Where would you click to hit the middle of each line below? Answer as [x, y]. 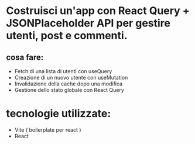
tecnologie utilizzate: [59, 114]
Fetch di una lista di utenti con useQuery [63, 71]
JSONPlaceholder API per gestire [88, 23]
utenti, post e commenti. [67, 36]
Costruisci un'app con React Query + [98, 11]
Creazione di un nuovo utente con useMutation [71, 78]
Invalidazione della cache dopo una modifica [69, 84]
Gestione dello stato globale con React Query [69, 90]
